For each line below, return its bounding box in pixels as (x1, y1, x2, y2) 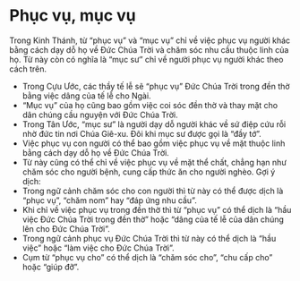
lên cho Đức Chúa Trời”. (21, 223, 110, 234)
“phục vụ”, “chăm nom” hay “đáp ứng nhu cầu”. (21, 194, 197, 206)
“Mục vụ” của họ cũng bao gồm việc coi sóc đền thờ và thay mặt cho (21, 99, 279, 110)
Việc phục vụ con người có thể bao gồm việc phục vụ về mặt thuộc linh (21, 138, 286, 149)
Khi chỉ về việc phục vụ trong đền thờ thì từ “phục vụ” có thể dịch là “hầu (21, 204, 292, 215)
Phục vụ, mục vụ (9, 5, 136, 26)
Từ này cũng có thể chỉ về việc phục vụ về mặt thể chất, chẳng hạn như (21, 157, 287, 167)
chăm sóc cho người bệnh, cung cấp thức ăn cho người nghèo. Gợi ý (21, 166, 276, 177)
